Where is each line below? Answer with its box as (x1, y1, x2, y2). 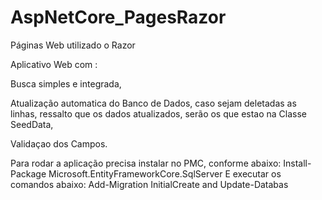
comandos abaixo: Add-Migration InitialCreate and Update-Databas (10, 178, 289, 190)
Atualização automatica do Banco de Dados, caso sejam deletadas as (10, 97, 297, 109)
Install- (283, 157, 312, 169)
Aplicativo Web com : (10, 58, 98, 70)
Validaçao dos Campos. (10, 137, 108, 150)
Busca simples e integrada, (10, 77, 122, 90)
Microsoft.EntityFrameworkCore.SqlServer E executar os (48, 167, 282, 180)
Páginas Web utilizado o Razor (10, 39, 136, 51)
